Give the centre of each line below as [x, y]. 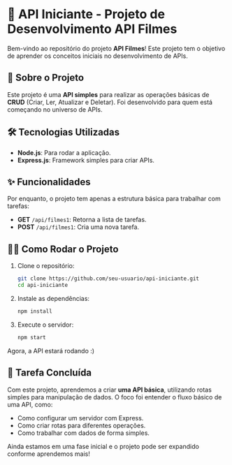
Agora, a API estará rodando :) [51, 350]
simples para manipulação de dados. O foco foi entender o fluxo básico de [115, 397]
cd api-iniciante [43, 286]
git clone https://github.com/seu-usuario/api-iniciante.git [108, 279]
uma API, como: [30, 404]
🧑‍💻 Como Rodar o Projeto [63, 249]
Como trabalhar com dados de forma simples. [84, 433]
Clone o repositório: [46, 266]
